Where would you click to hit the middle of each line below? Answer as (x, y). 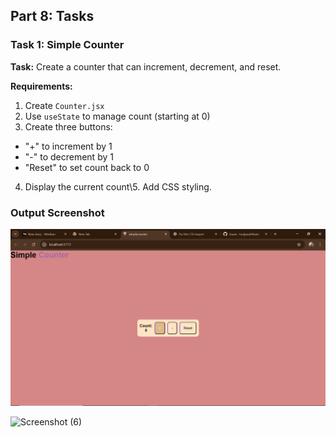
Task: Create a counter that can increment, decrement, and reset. (146, 66)
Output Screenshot (57, 212)
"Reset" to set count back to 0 (87, 167)
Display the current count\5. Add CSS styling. (118, 186)
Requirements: (41, 86)
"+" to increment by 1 (68, 146)
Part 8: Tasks (52, 16)
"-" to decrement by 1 (69, 156)
